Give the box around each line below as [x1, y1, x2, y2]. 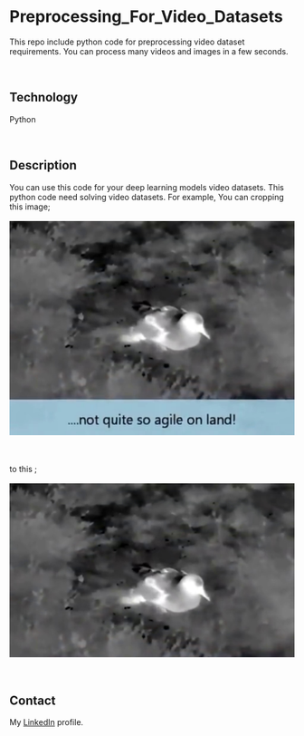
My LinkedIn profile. [9, 716, 84, 727]
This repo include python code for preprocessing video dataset [9, 36, 245, 47]
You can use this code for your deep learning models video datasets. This [9, 181, 285, 192]
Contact [9, 692, 56, 708]
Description [9, 158, 77, 173]
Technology [9, 90, 79, 105]
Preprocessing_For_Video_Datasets [9, 6, 283, 27]
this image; [9, 201, 52, 212]
